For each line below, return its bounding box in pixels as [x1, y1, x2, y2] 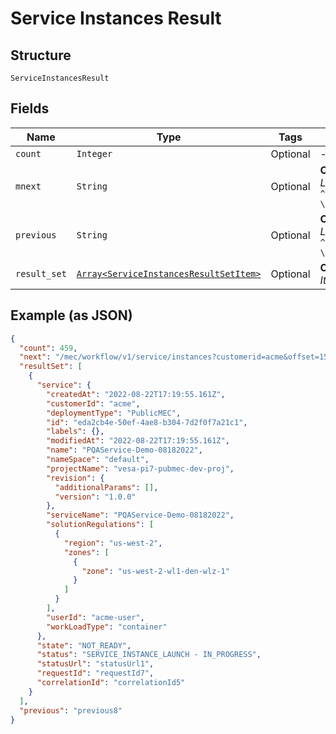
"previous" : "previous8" [19, 705, 123, 716]
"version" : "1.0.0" [54, 492, 137, 502]
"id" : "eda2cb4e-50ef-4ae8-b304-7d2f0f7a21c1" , [46, 417, 248, 427]
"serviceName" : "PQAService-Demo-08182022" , [46, 510, 235, 521]
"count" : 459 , [19, 343, 78, 353]
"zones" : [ [63, 547, 110, 557]
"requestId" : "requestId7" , [36, 668, 155, 679]
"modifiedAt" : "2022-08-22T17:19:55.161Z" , [46, 436, 230, 446]
